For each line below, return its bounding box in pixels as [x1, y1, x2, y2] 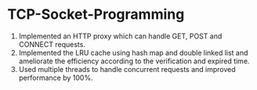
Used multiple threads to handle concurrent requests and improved [18, 64, 236, 74]
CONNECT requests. [18, 39, 85, 49]
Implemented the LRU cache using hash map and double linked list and [18, 48, 248, 57]
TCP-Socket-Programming [7, 5, 185, 23]
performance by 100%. [18, 73, 93, 82]
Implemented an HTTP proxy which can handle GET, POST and [18, 31, 223, 41]
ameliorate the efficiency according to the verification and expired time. [18, 56, 250, 66]
